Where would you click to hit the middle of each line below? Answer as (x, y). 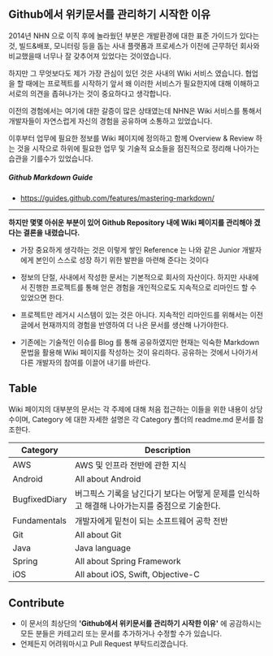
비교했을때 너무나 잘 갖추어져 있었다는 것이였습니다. (90, 56)
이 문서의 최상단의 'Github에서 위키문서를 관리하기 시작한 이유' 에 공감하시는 (141, 624)
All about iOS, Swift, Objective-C (137, 574)
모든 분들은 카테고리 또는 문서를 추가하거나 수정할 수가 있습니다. (121, 634)
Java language (103, 548)
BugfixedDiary (40, 499)
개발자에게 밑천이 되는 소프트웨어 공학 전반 (151, 520)
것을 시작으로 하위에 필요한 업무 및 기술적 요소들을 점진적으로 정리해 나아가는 (138, 148)
